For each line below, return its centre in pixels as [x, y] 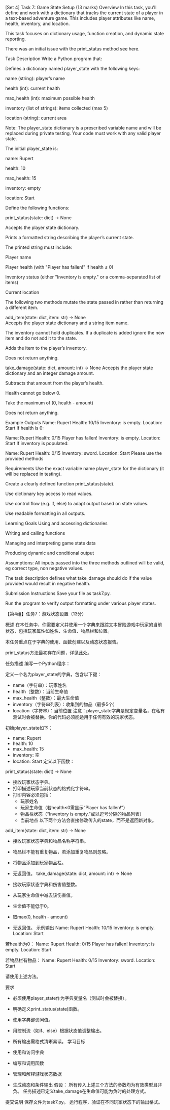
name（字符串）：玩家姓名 [40, 685]
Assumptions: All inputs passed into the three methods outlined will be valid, [85, 563]
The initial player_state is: [32, 148]
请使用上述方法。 [23, 976]
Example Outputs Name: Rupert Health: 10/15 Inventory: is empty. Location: [84, 422]
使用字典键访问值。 [33, 1020]
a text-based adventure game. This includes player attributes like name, [80, 18]
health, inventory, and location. [38, 23]
